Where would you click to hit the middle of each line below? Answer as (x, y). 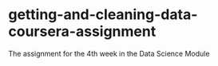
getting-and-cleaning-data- (103, 15)
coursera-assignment (82, 31)
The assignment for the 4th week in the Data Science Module (109, 53)
